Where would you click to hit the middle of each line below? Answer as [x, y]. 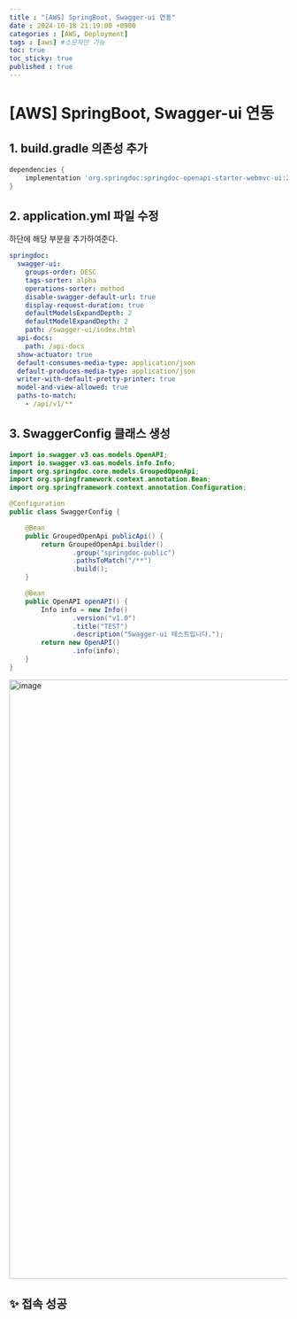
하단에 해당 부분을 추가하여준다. [64, 239]
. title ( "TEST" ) [100, 626]
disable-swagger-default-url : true [91, 297]
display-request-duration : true [84, 305]
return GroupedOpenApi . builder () [103, 544]
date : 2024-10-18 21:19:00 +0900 [73, 26]
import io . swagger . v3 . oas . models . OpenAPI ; [88, 454]
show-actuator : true [55, 354]
